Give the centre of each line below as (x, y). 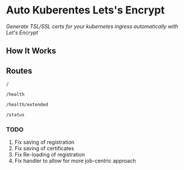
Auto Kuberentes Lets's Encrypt (85, 10)
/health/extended (27, 105)
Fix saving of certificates (44, 148)
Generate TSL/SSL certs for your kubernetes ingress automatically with (92, 26)
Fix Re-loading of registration (50, 155)
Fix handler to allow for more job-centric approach (75, 161)
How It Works (31, 51)
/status (15, 115)
